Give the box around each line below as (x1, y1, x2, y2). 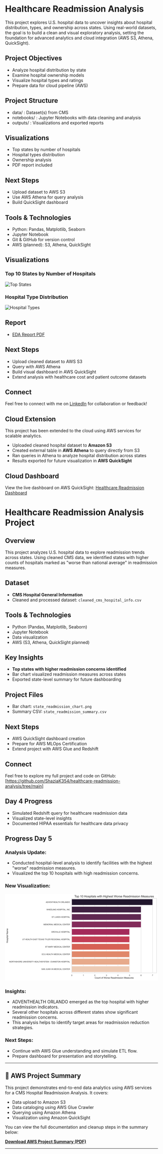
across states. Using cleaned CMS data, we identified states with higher (5, 555, 149, 561)
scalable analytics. (5, 433, 42, 439)
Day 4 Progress (5, 797, 52, 806)
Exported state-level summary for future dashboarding (12, 676, 121, 682)
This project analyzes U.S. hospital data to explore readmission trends (5, 549, 145, 555)
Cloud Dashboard (5, 472, 59, 480)
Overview (5, 536, 35, 544)
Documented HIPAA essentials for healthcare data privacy (12, 820, 129, 826)
